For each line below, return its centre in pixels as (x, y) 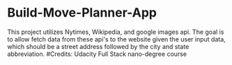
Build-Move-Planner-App (82, 13)
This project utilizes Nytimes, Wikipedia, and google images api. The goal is (116, 32)
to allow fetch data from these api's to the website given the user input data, (117, 39)
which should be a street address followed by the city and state (98, 46)
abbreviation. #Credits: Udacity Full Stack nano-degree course (97, 54)
